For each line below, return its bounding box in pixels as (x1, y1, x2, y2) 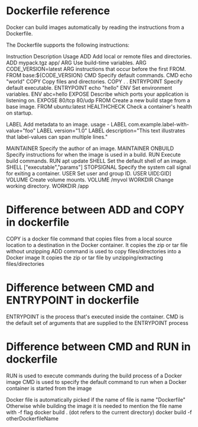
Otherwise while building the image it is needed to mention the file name (6, 402, 182, 409)
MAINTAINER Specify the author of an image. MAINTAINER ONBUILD (6, 145, 174, 152)
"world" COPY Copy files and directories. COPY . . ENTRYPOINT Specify (6, 78, 183, 85)
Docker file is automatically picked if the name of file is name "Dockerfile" (6, 396, 186, 403)
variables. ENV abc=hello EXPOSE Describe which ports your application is (6, 90, 189, 97)
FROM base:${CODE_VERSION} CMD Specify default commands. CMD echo (6, 71, 193, 79)
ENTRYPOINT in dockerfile (6, 294, 139, 307)
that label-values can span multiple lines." (6, 133, 108, 140)
